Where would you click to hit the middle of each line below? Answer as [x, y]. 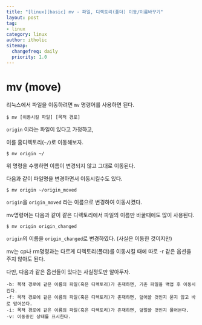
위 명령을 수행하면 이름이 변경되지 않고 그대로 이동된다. [71, 166]
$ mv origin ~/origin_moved [42, 190]
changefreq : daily [35, 52]
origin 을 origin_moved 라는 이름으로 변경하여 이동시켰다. [74, 202]
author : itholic [27, 40]
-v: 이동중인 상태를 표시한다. [39, 317]
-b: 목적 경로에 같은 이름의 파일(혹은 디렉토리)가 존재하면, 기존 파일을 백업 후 [93, 284]
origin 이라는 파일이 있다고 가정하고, [50, 129]
